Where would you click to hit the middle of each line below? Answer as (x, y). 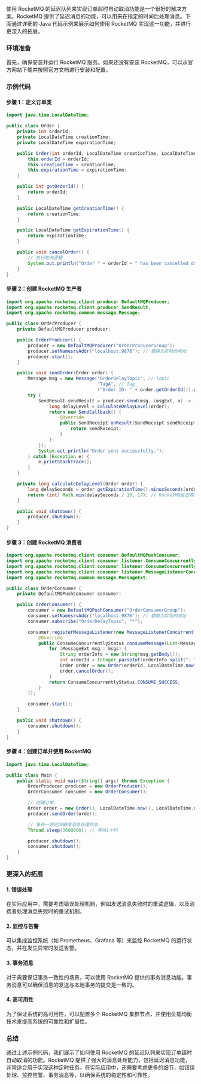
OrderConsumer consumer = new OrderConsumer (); (88, 792)
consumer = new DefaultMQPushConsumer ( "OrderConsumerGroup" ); (107, 610)
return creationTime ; (55, 214)
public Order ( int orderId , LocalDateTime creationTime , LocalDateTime (107, 153)
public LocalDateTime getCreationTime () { (71, 208)
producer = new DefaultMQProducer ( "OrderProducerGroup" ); (101, 346)
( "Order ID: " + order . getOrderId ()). (146, 390)
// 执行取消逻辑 (45, 258)
